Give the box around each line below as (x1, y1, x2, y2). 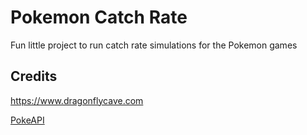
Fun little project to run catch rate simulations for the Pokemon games (10, 39, 298, 51)
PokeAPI (10, 114, 45, 126)
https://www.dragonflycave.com (10, 94, 144, 106)
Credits (10, 68, 58, 85)
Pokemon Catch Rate (10, 6, 188, 29)
